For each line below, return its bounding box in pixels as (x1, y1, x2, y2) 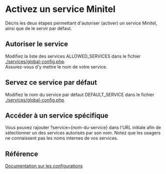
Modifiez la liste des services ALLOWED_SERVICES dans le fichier (5, 53, 141, 59)
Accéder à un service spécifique (5, 111, 108, 119)
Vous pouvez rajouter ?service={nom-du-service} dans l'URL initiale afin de (5, 124, 161, 130)
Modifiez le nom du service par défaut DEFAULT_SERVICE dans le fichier (5, 91, 154, 97)
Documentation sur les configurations (5, 163, 83, 169)
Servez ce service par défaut (5, 78, 97, 87)
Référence (5, 149, 38, 158)
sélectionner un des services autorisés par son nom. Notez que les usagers (5, 130, 161, 136)
